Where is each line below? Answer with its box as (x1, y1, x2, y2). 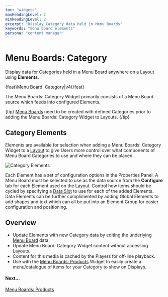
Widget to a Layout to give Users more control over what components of (5, 147, 155, 153)
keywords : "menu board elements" (5, 26, 75, 31)
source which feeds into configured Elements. (5, 99, 101, 105)
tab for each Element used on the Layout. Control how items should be (5, 183, 151, 189)
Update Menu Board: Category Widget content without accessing (12, 242, 148, 248)
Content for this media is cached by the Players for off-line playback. (12, 253, 155, 259)
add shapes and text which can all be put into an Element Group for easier (5, 199, 159, 205)
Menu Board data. (12, 237, 50, 243)
